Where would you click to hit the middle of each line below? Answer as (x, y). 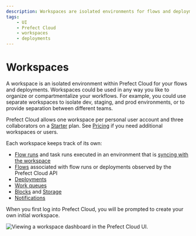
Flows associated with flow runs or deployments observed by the (93, 167)
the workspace (32, 160)
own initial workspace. (33, 215)
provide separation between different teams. (60, 108)
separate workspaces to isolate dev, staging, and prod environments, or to (95, 102)
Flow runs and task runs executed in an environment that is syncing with (101, 154)
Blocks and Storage (38, 191)
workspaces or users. (32, 132)
